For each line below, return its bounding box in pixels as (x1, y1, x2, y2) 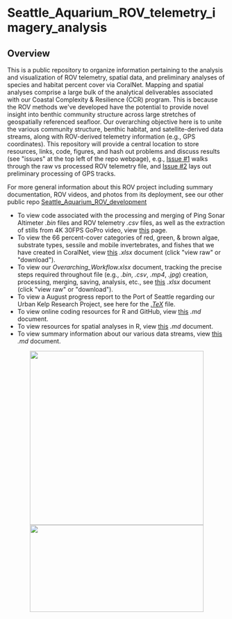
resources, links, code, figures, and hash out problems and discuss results (7, 148, 220, 155)
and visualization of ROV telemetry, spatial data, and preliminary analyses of (7, 73, 225, 81)
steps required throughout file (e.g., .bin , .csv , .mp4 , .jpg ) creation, (17, 270, 208, 279)
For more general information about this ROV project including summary (7, 183, 213, 191)
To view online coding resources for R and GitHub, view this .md (17, 308, 201, 315)
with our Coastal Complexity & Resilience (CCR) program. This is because (7, 95, 218, 104)
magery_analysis (7, 19, 108, 36)
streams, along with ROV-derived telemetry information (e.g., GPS (7, 132, 196, 141)
